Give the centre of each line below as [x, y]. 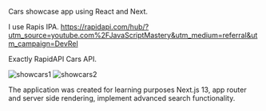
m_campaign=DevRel [43, 44]
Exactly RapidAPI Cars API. [53, 59]
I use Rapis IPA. [34, 27]
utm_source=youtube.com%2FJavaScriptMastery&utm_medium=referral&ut [133, 35]
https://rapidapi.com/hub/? [105, 27]
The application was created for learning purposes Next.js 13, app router [127, 90]
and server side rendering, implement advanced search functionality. [122, 98]
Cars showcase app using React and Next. [78, 11]
